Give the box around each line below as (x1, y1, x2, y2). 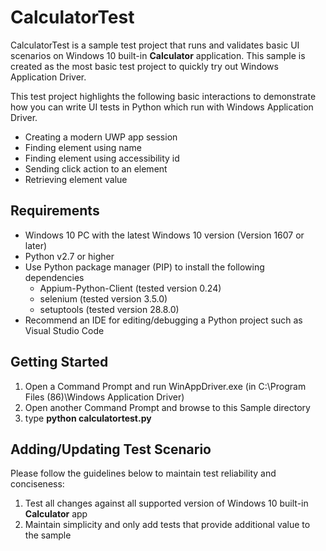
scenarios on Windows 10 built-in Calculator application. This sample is (10, 49, 306, 61)
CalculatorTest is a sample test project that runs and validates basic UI (10, 39, 300, 51)
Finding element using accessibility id (24, 152, 180, 164)
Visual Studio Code (24, 324, 105, 336)
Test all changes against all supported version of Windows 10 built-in (24, 497, 309, 510)
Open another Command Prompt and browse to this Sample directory (24, 401, 311, 413)
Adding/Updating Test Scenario (10, 441, 212, 458)
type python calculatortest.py (24, 412, 152, 424)
